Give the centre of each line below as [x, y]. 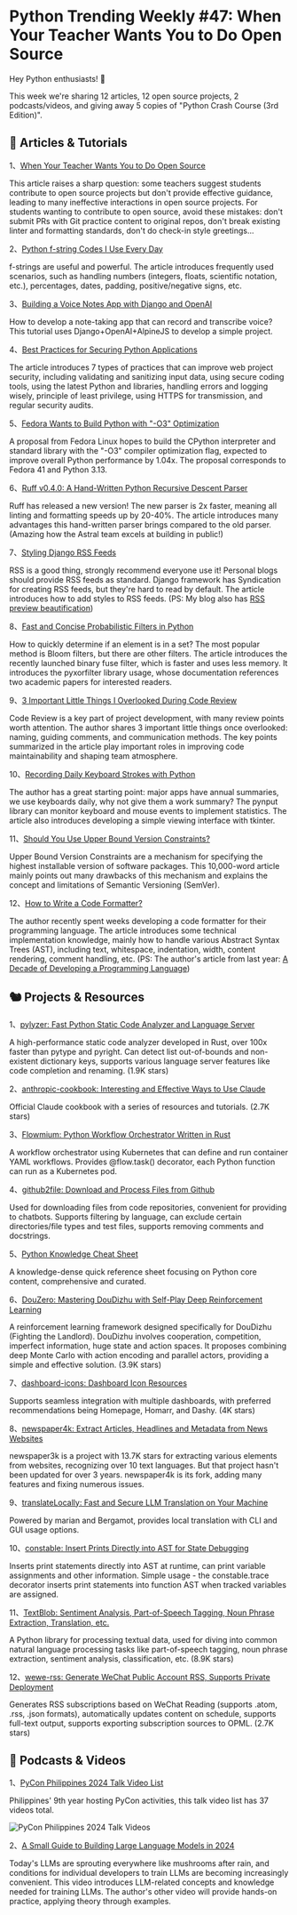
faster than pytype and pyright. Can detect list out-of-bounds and [129, 1051]
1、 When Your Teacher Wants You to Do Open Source [107, 165]
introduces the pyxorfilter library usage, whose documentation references [144, 672]
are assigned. [34, 1594]
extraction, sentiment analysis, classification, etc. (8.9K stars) [121, 1658]
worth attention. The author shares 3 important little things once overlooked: [148, 728]
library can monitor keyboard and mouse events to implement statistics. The [148, 810]
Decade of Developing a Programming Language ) [100, 968]
